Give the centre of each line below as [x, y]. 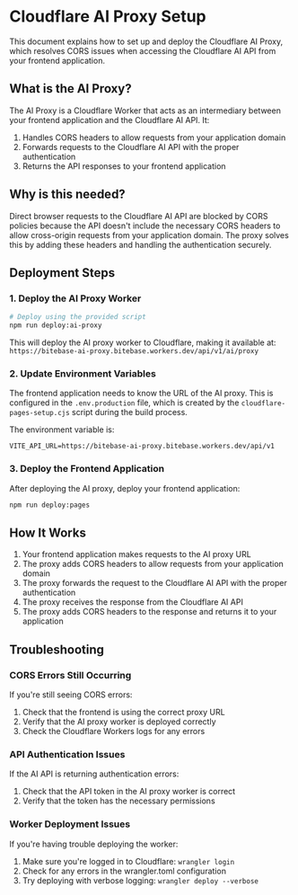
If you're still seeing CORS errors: [71, 695]
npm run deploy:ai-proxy [56, 325]
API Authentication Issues [67, 754]
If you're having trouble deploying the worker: [94, 844]
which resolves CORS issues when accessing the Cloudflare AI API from [143, 50]
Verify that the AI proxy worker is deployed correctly [119, 722]
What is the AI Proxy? [70, 89]
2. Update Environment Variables [83, 373]
